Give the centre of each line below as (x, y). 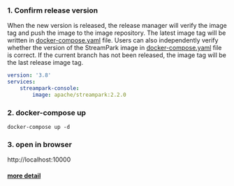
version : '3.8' (29, 75)
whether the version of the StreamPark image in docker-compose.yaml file (115, 48)
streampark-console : (50, 88)
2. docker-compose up (46, 112)
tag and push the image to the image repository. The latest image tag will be (117, 33)
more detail (24, 176)
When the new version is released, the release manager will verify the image (117, 26)
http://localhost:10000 (39, 160)
